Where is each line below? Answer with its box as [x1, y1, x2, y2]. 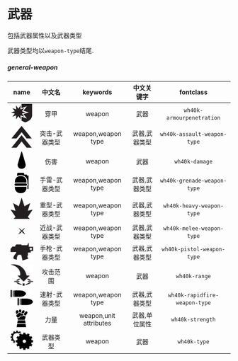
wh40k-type [177, 338, 210, 345]
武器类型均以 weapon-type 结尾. [7, 46, 94, 55]
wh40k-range [176, 273, 211, 280]
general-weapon [7, 63, 58, 71]
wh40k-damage [174, 159, 213, 166]
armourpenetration [166, 115, 221, 122]
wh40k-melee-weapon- [163, 225, 225, 232]
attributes [83, 319, 112, 327]
